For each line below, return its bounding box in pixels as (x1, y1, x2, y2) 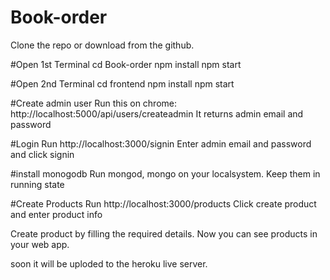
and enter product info (10, 208, 103, 220)
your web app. (10, 238, 70, 250)
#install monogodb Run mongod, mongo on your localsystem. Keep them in (10, 167, 321, 180)
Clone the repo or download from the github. (10, 39, 195, 51)
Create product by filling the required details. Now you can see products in (10, 227, 318, 240)
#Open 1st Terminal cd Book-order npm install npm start (10, 58, 242, 70)
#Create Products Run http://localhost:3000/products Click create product (10, 197, 317, 210)
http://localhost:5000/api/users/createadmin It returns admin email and (10, 107, 304, 120)
